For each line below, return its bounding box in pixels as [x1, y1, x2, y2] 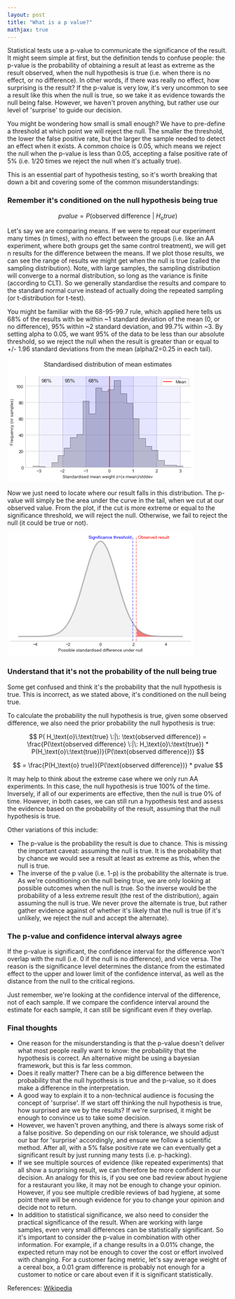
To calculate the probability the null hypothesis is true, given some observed [7, 711, 228, 719]
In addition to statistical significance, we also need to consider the [17, 1210, 209, 1219]
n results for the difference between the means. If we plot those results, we [7, 249, 224, 258]
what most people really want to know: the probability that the [17, 1047, 197, 1055]
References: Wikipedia [7, 1284, 72, 1293]
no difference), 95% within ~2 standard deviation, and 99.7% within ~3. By [7, 322, 223, 331]
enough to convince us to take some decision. [17, 1114, 151, 1122]
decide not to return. [17, 1203, 77, 1212]
